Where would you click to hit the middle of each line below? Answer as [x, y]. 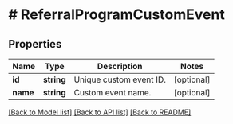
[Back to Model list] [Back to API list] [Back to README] [100, 112]
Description [120, 66]
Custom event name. [113, 93]
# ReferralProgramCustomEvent [116, 15]
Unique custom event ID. [120, 79]
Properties [35, 44]
